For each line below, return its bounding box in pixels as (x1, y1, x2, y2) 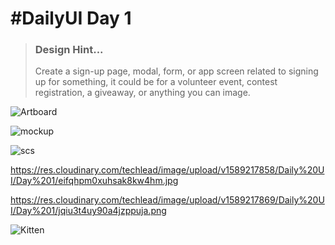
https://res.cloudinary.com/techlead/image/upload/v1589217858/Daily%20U (10, 164, 325, 176)
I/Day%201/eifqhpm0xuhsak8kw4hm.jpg (10, 175, 179, 187)
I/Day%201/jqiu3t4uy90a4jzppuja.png (10, 205, 167, 217)
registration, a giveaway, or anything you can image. (34, 87, 251, 99)
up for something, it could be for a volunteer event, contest (34, 76, 278, 88)
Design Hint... (34, 43, 104, 57)
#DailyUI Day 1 (10, 7, 132, 30)
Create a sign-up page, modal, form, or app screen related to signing (34, 65, 319, 77)
